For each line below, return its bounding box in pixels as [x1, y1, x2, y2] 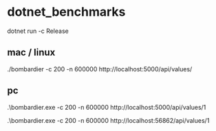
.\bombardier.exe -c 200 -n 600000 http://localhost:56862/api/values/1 [7, 116, 210, 124]
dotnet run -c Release [7, 27, 69, 35]
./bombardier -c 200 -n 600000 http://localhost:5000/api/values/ [7, 64, 193, 73]
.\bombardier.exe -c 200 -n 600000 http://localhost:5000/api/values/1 [7, 103, 206, 111]
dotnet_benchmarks [7, 4, 126, 20]
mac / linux [7, 47, 56, 58]
